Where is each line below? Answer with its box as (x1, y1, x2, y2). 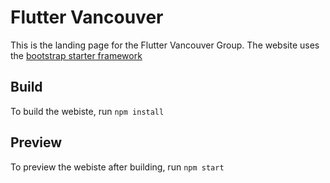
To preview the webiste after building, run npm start (10, 161, 225, 173)
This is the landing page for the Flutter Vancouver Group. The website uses (10, 39, 320, 51)
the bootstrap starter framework (10, 49, 143, 61)
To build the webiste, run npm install (10, 105, 165, 117)
